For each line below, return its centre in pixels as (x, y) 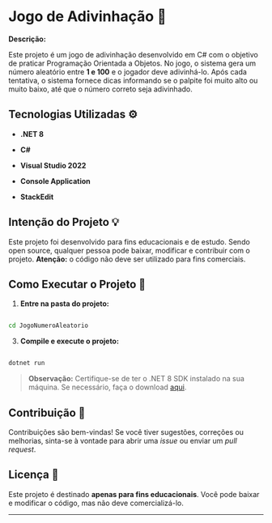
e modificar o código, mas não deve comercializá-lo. (96, 503)
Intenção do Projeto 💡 (64, 222)
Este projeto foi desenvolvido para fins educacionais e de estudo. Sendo (130, 241)
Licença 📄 (34, 475)
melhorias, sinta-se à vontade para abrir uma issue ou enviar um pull (123, 440)
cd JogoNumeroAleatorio (49, 326)
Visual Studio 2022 (53, 165)
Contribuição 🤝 (47, 412)
